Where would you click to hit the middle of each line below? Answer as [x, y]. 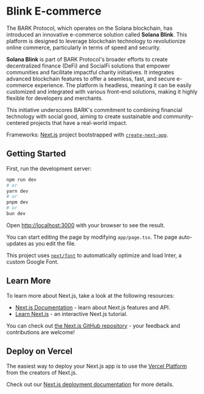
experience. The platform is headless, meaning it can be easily [113, 85]
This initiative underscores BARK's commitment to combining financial [94, 110]
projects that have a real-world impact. [79, 122]
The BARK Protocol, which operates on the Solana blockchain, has [90, 28]
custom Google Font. [33, 262]
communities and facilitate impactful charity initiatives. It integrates [90, 72]
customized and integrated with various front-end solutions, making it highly [102, 91]
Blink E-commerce [54, 11]
